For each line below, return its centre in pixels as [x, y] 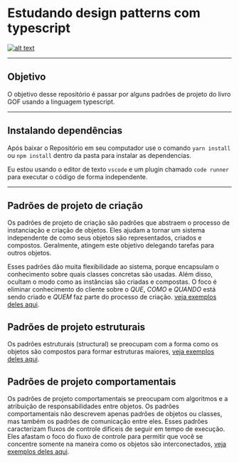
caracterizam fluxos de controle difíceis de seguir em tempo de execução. [116, 429]
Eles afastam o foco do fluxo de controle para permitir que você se [105, 436]
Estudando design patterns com [104, 13]
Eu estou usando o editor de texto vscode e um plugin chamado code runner [118, 169]
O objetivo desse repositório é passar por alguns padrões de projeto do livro [119, 94]
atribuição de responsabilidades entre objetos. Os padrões [93, 406]
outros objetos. [30, 253]
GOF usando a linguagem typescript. [61, 102]
